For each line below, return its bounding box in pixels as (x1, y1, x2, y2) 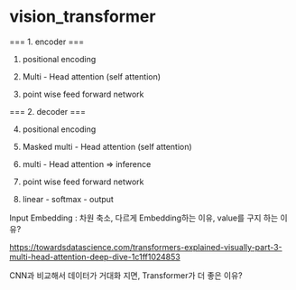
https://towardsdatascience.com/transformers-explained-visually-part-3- (9, 241, 282, 252)
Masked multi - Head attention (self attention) (22, 141, 192, 152)
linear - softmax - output (22, 193, 115, 204)
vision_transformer (9, 6, 156, 27)
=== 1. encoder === (9, 36, 84, 47)
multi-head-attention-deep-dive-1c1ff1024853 (9, 251, 180, 262)
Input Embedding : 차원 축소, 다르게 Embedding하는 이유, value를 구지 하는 (9, 212, 279, 223)
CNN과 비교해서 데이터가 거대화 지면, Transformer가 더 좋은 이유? (9, 269, 244, 281)
